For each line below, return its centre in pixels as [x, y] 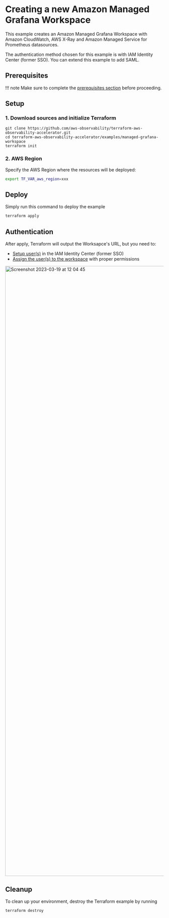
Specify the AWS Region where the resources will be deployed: [71, 169]
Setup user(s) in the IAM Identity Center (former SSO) [68, 254]
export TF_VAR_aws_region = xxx [37, 179]
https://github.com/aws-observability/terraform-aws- [85, 129]
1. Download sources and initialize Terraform [61, 118]
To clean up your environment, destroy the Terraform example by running [81, 901]
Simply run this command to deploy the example [55, 207]
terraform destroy [24, 910]
